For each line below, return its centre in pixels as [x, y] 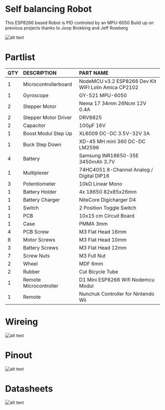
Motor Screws [39, 239]
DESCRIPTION [40, 73]
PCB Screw [36, 232]
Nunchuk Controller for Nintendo [117, 293]
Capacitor [34, 125]
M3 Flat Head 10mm [103, 239]
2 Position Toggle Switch [108, 207]
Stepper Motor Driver [47, 117]
